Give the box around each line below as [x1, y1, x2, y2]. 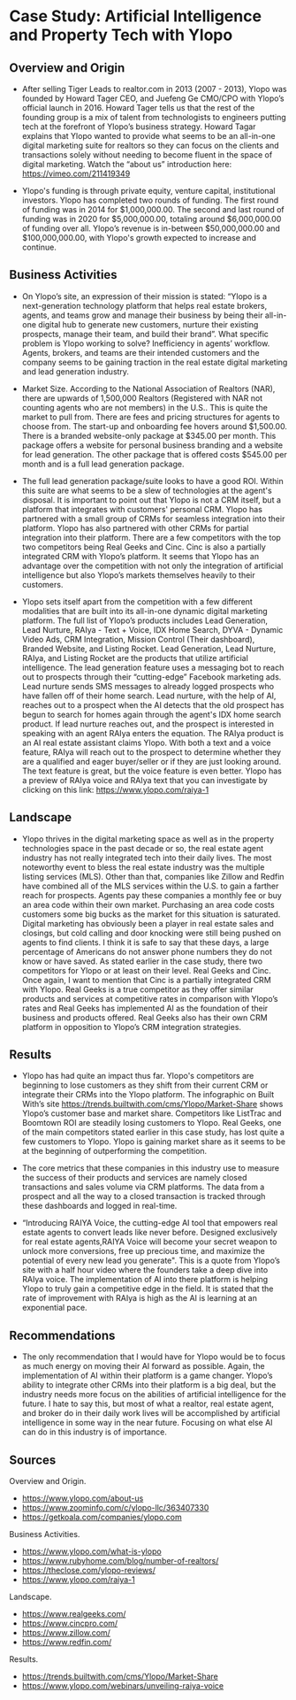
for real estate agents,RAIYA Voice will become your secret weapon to [21, 1236, 277, 1247]
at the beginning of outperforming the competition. [21, 1146, 208, 1157]
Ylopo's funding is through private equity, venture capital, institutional [21, 186, 276, 196]
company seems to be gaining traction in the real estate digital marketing [21, 357, 288, 367]
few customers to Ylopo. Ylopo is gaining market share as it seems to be [21, 1136, 285, 1147]
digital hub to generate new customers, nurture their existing [38, 319, 259, 329]
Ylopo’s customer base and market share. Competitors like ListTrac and [21, 1108, 282, 1119]
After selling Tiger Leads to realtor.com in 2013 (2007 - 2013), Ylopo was [21, 84, 287, 94]
